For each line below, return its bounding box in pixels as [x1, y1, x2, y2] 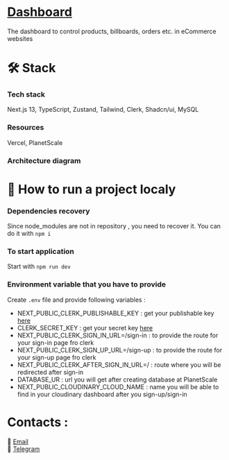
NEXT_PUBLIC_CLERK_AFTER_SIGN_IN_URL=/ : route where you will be [17, 360, 221, 368]
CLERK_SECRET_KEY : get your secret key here [17, 323, 153, 332]
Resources [7, 123, 44, 133]
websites [7, 34, 33, 42]
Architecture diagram [7, 155, 81, 165]
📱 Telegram [7, 445, 40, 453]
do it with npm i [7, 230, 51, 238]
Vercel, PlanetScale [7, 138, 63, 146]
